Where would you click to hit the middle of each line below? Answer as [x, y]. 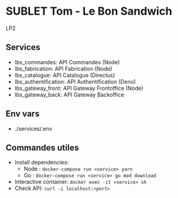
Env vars [23, 114]
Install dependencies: [42, 163]
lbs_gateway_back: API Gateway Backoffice [69, 94]
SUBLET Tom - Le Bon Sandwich [89, 11]
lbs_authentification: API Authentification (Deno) [75, 81]
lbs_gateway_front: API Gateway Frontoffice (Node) [79, 88]
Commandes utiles [42, 148]
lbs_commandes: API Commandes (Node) [67, 62]
